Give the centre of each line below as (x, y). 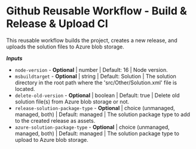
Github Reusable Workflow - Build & (97, 11)
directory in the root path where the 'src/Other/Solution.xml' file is (96, 83)
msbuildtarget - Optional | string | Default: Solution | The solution (95, 76)
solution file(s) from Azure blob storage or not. (72, 101)
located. (25, 89)
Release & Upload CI (57, 24)
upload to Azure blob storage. (51, 139)
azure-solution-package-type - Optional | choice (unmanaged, (92, 127)
